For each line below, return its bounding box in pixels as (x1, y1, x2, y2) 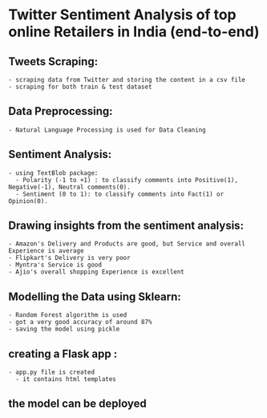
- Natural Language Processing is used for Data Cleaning (8, 126, 206, 134)
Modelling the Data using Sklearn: (8, 290, 182, 303)
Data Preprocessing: (8, 104, 114, 118)
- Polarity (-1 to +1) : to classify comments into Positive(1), (15, 176, 239, 184)
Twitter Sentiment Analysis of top (8, 6, 237, 24)
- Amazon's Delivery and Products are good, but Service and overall (8, 240, 246, 248)
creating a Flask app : (8, 347, 118, 360)
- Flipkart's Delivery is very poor (8, 254, 131, 262)
